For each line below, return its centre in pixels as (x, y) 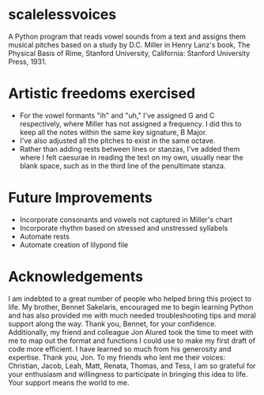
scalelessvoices (62, 15)
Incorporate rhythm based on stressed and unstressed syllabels (124, 228)
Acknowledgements (76, 276)
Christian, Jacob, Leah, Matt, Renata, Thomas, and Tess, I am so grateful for (132, 366)
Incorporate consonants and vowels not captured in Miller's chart (126, 220)
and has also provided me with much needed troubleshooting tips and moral (132, 315)
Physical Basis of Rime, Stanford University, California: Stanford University (129, 53)
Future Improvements (80, 198)
